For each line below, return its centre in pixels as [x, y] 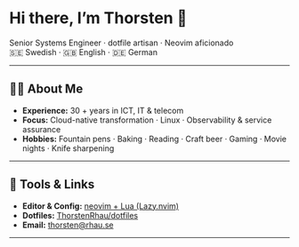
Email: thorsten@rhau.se [68, 225]
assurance [41, 129]
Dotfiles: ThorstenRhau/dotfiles [80, 215]
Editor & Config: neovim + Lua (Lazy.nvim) [101, 206]
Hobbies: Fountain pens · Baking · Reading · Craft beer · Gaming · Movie [154, 139]
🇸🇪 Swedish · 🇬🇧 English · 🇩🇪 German [84, 52]
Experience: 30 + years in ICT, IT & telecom [103, 110]
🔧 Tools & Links [52, 184]
